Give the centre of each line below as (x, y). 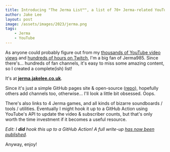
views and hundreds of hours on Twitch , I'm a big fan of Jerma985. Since (82, 58)
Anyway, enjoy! (21, 144)
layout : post (19, 19)
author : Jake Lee (24, 15)
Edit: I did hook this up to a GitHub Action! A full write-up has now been (80, 129)
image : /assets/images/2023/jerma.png (46, 24)
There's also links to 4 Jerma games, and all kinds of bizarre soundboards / (84, 103)
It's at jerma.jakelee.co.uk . (34, 78)
